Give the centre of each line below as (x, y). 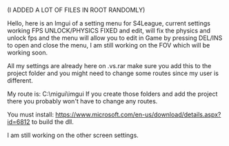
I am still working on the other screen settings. (73, 135)
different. (20, 81)
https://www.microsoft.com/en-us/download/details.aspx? (138, 114)
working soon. (28, 52)
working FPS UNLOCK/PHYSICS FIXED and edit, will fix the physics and (109, 31)
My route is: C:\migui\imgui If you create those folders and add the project (112, 94)
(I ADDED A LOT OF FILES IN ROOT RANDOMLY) (76, 10)
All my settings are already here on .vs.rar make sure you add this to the (109, 66)
